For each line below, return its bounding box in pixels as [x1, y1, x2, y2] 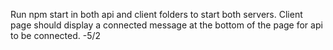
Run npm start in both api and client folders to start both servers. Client [10, 9, 303, 20]
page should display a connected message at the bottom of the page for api [10, 19, 323, 31]
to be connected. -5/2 [10, 30, 102, 41]
